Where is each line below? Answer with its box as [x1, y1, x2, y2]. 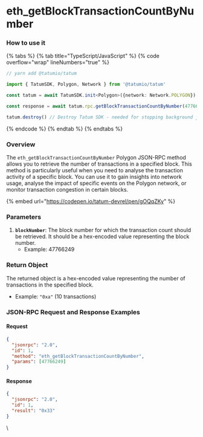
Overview [6, 140, 36, 149]
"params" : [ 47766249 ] [11, 358, 66, 365]
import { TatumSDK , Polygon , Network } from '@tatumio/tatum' [6, 82, 166, 88]
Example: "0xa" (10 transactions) [14, 293, 97, 300]
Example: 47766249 [24, 246, 75, 253]
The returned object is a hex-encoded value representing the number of [6, 274, 185, 282]
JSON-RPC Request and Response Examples [6, 308, 140, 316]
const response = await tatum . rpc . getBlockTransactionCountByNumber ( [6, 103, 185, 109]
